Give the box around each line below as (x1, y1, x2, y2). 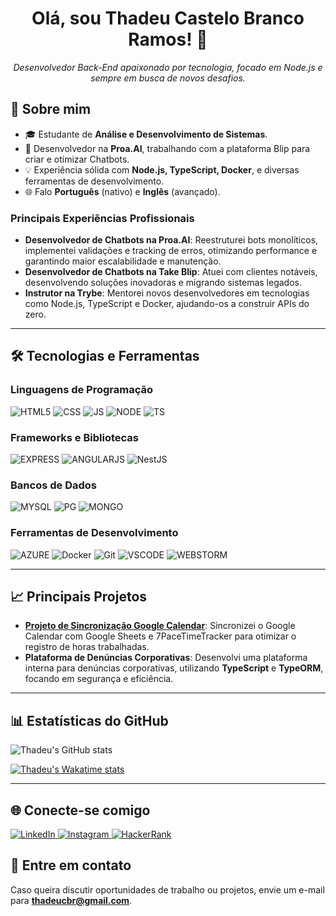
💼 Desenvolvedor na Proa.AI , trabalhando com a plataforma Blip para (24, 142, 311, 154)
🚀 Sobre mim (10, 101, 92, 118)
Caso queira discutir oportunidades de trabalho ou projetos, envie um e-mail (10, 883, 325, 896)
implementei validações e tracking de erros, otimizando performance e (24, 245, 318, 257)
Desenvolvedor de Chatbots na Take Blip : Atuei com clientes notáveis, (24, 266, 318, 278)
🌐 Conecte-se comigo (10, 802, 151, 819)
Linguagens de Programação (10, 383, 154, 397)
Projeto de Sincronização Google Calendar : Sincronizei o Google (24, 620, 296, 632)
